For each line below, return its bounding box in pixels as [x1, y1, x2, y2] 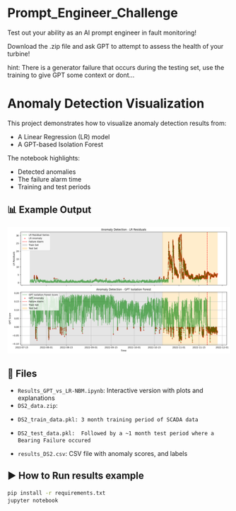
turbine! [7, 49, 30, 58]
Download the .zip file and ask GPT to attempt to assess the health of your [7, 42, 224, 50]
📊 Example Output [7, 204, 92, 216]
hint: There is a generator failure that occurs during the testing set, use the [7, 63, 225, 71]
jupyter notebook [7, 497, 59, 504]
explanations [17, 394, 55, 402]
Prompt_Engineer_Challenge [7, 5, 178, 21]
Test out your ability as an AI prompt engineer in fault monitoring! [7, 28, 196, 37]
